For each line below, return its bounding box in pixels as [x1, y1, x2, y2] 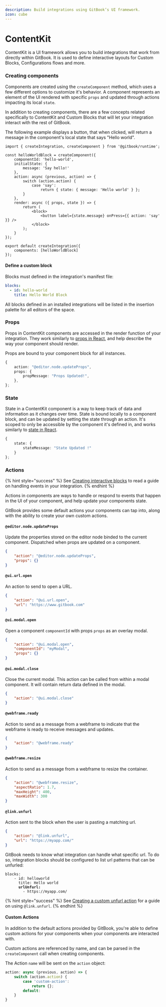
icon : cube [5, 12, 28, 17]
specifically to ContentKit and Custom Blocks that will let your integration [5, 114, 154, 120]
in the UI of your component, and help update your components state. [5, 498, 147, 504]
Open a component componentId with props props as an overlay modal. [5, 627, 148, 633]
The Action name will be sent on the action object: [5, 960, 106, 966]
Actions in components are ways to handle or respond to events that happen [5, 493, 161, 499]
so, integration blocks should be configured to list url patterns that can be [5, 857, 155, 863]
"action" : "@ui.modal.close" [14, 696, 74, 701]
